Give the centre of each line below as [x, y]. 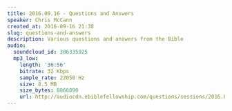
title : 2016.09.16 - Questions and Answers [71, 13]
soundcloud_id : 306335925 [51, 52]
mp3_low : [26, 59]
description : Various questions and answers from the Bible [96, 39]
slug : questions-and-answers [49, 33]
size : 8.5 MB [38, 84]
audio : [17, 46]
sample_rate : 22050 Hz [52, 78]
